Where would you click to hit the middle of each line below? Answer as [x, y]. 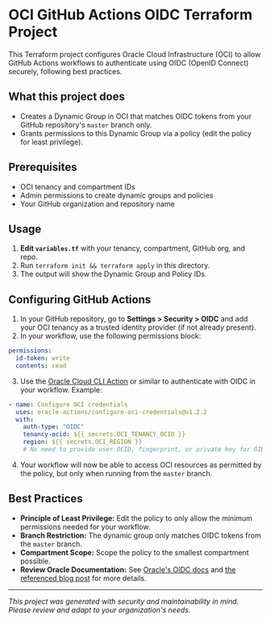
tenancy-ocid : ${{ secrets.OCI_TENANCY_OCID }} [104, 434]
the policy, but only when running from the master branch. [116, 473]
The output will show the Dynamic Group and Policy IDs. [113, 274]
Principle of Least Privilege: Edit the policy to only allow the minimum [136, 518]
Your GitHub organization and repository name [97, 204]
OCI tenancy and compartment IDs [77, 186]
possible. [35, 561]
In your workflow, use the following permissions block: [110, 336]
